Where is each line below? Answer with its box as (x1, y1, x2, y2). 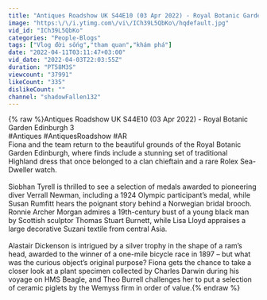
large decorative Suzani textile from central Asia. (8, 224, 168, 234)
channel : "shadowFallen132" (8, 93, 102, 101)
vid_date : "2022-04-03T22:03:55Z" (8, 56, 123, 64)
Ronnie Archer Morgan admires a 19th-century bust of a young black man (8, 207, 250, 217)
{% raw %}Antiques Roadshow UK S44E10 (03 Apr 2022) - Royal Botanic (8, 114, 249, 124)
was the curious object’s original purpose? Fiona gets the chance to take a (8, 258, 252, 267)
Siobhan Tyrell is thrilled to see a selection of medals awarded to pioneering (8, 182, 257, 191)
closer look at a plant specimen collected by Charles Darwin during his (8, 267, 240, 276)
